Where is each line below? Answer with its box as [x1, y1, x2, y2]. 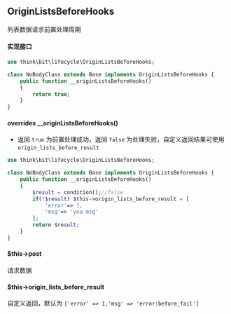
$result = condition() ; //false [32, 189, 124, 196]
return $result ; [32, 221, 80, 228]
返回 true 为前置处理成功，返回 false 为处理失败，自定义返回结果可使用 [17, 135, 225, 144]
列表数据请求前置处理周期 [7, 25, 81, 34]
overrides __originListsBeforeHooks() [7, 118, 119, 127]
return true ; [32, 90, 71, 97]
